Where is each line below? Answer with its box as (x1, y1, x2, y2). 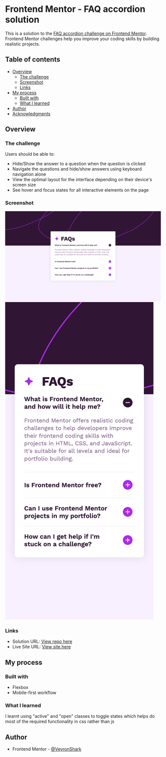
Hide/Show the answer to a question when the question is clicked (12, 161, 146, 167)
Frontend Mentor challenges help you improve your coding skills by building (5, 36, 160, 42)
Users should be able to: (5, 151, 55, 157)
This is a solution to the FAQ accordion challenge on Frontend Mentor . (5, 30, 147, 36)
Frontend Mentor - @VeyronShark (12, 746, 82, 752)
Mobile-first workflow (12, 690, 57, 695)
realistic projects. (5, 41, 41, 47)
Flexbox (12, 685, 29, 691)
